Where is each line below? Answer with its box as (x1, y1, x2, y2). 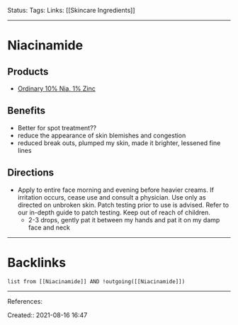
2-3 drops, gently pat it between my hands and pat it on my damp (28, 215, 220, 224)
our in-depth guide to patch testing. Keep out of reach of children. (17, 208, 211, 217)
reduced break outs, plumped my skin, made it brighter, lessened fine (17, 138, 221, 147)
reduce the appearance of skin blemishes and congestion (17, 131, 186, 139)
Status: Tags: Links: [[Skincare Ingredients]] (7, 6, 136, 14)
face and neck (28, 223, 71, 232)
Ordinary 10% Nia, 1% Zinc (17, 84, 96, 93)
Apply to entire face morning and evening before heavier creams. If (17, 186, 215, 194)
